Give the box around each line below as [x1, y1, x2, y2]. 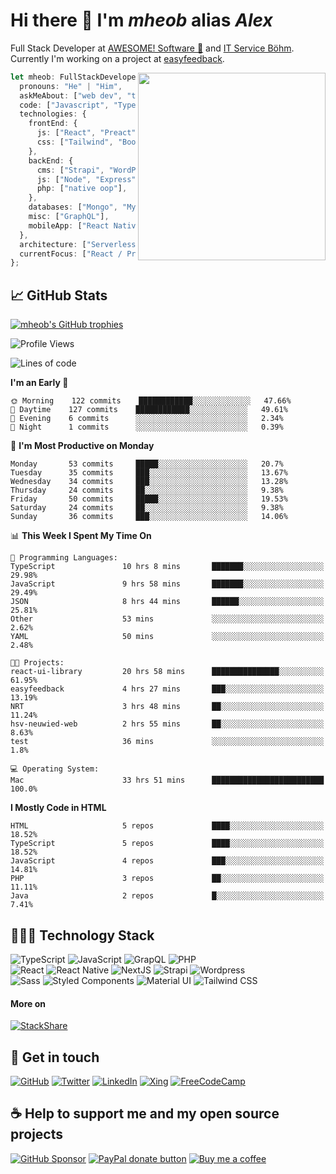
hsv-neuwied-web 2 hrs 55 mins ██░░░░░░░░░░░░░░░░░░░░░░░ [10, 719, 325, 729]
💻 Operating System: [10, 764, 100, 774]
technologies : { [19, 109, 87, 119]
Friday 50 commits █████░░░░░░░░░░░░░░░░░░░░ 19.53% [10, 494, 288, 504]
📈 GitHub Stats [10, 287, 108, 304]
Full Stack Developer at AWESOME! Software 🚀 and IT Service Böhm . [10, 42, 295, 54]
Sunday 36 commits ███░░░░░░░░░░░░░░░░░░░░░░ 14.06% [10, 512, 288, 522]
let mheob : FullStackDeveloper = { [10, 72, 159, 82]
